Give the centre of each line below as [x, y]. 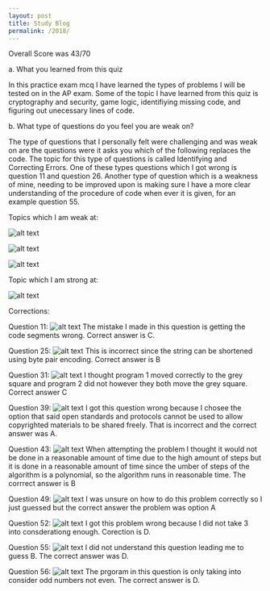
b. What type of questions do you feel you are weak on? [101, 127]
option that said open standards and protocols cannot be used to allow [126, 417]
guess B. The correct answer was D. [69, 556]
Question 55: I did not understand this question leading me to [126, 547]
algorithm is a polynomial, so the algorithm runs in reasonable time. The [127, 475]
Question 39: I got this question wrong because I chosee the [125, 408]
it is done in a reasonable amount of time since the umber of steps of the [129, 466]
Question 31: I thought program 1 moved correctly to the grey [126, 375]
